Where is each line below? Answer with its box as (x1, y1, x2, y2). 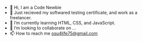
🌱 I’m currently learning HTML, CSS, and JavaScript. (9, 20, 116, 26)
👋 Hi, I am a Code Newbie (9, 5, 62, 10)
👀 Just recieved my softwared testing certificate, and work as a (9, 10, 138, 15)
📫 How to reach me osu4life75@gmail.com (9, 30, 98, 36)
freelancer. (9, 15, 32, 20)
